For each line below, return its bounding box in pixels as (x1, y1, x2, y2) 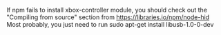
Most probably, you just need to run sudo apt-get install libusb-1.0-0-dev (6, 21, 214, 28)
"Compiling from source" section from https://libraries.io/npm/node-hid (6, 13, 210, 21)
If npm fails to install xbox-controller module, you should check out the (6, 6, 208, 14)
